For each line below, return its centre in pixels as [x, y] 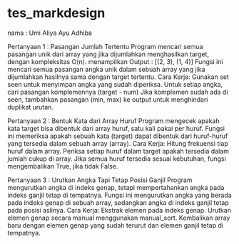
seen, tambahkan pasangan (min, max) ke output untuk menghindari [108, 99]
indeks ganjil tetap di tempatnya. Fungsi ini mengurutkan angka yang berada [119, 195]
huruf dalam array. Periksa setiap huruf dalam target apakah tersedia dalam [118, 151]
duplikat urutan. [30, 107]
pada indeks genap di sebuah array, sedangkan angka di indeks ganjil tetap [118, 202]
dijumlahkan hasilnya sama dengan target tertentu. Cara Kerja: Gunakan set [118, 77]
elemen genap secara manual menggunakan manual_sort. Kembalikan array [119, 218]
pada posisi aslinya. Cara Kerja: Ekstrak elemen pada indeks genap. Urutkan [119, 210]
